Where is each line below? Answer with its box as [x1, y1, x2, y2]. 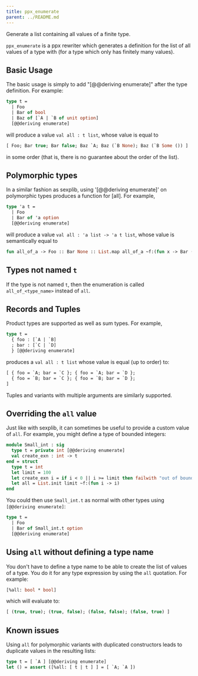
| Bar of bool [11, 110, 46, 116]
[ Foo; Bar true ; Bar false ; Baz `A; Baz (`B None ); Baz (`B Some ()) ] [6, 142, 189, 148]
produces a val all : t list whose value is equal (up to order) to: [6, 358, 170, 365]
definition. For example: [6, 87, 64, 95]
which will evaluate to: [6, 597, 60, 604]
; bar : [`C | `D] [11, 342, 57, 349]
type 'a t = [6, 204, 35, 210]
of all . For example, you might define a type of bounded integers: [6, 431, 167, 438]
